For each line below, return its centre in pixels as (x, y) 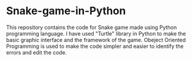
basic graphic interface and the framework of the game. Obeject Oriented (96, 40)
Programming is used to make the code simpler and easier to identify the (95, 46)
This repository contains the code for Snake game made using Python (92, 27)
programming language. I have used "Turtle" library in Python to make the (96, 33)
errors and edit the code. (36, 52)
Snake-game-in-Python (66, 11)
